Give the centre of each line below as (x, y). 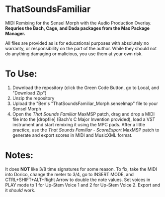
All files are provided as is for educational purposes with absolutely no (77, 43)
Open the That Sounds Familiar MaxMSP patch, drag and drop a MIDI (83, 114)
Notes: (19, 155)
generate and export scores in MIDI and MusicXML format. (72, 135)
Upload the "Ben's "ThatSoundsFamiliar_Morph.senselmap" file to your (85, 103)
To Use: (21, 74)
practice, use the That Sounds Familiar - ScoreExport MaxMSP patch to (86, 130)
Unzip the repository (33, 98)
